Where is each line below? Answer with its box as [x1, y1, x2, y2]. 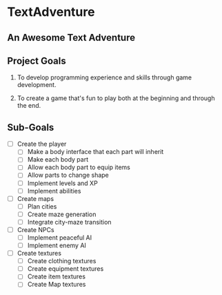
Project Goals [7, 55, 67, 66]
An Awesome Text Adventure [7, 32, 136, 44]
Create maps [17, 194, 54, 202]
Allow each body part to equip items [27, 163, 131, 171]
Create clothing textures [27, 257, 97, 265]
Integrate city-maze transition [27, 218, 112, 226]
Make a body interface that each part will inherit [27, 148, 164, 156]
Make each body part [27, 155, 88, 164]
